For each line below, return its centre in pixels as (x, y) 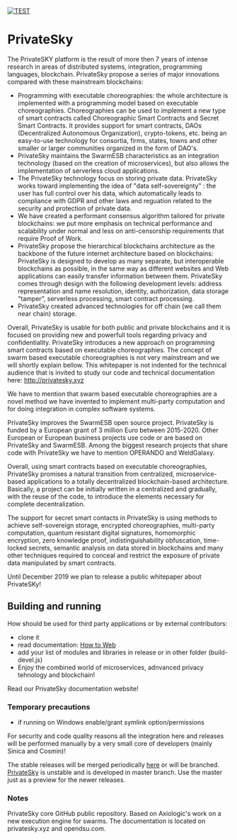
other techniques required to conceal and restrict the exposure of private (114, 555)
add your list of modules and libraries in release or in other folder (112, 652)
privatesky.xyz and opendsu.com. (57, 829)
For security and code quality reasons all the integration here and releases (116, 736)
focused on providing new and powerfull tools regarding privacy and (107, 335)
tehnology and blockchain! (56, 675)
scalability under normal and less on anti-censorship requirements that (121, 231)
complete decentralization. (46, 504)
